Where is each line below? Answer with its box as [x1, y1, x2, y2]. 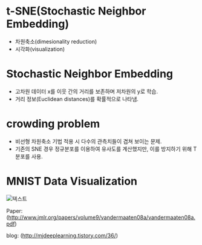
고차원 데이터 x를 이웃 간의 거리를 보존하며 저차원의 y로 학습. [15, 88, 158, 95]
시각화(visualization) [15, 45, 65, 53]
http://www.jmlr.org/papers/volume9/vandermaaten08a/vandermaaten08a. [8, 214, 195, 221]
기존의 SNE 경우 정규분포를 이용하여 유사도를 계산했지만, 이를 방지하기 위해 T [15, 145, 197, 152]
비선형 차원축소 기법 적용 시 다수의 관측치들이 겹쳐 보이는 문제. [15, 137, 162, 145]
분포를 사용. [15, 152, 44, 160]
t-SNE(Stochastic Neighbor [6, 4, 146, 18]
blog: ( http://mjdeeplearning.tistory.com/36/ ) [6, 232, 119, 239]
